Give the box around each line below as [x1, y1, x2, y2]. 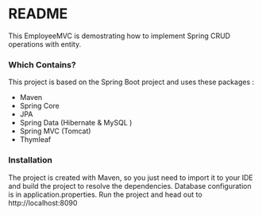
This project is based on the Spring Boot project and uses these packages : [8, 77, 255, 87]
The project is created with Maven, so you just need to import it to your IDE [8, 172, 253, 182]
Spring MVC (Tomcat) [19, 126, 91, 136]
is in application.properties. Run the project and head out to [8, 190, 202, 199]
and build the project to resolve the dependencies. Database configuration [8, 181, 252, 190]
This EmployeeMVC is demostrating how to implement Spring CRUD [8, 31, 231, 40]
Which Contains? [8, 59, 77, 70]
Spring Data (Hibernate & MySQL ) [19, 118, 133, 128]
